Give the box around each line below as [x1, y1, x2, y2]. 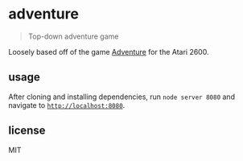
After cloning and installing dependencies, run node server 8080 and [8, 92, 236, 101]
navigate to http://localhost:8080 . [8, 100, 126, 109]
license [8, 124, 46, 138]
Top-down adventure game [27, 31, 119, 41]
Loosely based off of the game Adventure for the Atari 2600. [8, 47, 209, 56]
